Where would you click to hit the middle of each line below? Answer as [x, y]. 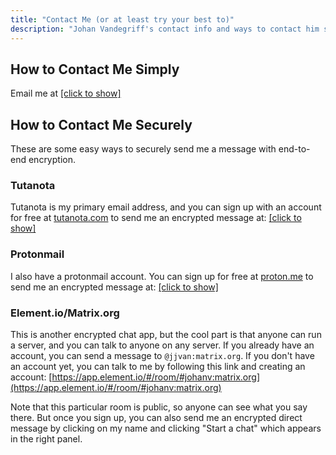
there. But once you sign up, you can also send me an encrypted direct [156, 418]
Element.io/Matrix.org [65, 313]
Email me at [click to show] [66, 93]
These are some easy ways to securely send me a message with [143, 149]
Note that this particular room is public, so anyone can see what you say [159, 407]
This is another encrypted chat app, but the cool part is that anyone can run [166, 335]
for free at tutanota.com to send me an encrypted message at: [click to [156, 218]
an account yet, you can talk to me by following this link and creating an [158, 367]
